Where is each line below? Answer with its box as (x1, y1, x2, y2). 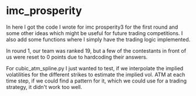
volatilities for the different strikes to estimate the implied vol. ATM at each (6, 71, 185, 78)
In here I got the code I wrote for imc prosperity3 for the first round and (6, 23, 178, 30)
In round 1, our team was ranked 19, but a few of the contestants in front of (6, 47, 187, 54)
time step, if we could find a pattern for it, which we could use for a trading (6, 77, 187, 84)
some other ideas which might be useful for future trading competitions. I (6, 29, 183, 36)
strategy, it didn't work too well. (6, 83, 83, 90)
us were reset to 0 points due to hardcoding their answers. (6, 53, 148, 60)
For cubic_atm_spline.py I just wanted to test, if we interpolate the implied (6, 64, 184, 71)
